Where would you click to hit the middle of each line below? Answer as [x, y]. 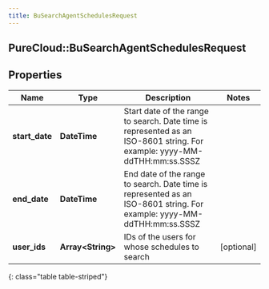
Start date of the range [167, 111]
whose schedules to [162, 247]
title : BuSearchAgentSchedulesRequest [73, 16]
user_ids [29, 247]
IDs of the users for [160, 236]
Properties [35, 75]
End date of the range [165, 174]
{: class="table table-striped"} [58, 276]
